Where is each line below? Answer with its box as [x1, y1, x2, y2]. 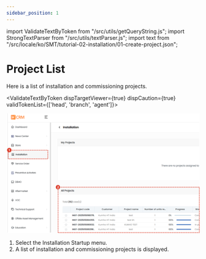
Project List [6, 62, 66, 76]
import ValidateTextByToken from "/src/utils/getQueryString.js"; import [6, 28, 185, 35]
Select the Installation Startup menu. [15, 239, 107, 247]
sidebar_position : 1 [6, 10, 59, 16]
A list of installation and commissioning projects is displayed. [15, 245, 169, 253]
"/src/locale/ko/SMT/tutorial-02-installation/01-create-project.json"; [6, 41, 178, 48]
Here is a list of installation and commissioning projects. [6, 82, 147, 90]
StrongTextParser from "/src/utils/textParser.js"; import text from [6, 34, 170, 41]
